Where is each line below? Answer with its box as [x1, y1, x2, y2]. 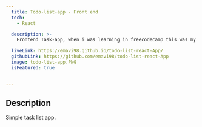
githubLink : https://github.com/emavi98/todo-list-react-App [11, 53, 169, 60]
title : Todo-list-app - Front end [11, 9, 98, 15]
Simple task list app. [5, 114, 56, 122]
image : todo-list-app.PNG [11, 59, 77, 65]
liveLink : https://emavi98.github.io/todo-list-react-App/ [11, 48, 164, 54]
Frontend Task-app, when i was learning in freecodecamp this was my [16, 37, 197, 43]
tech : [11, 15, 25, 21]
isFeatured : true [11, 64, 55, 70]
